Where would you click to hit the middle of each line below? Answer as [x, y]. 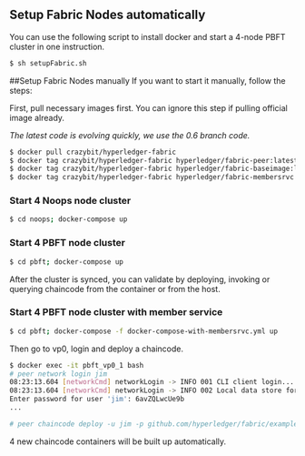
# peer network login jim [58, 374]
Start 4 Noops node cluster [70, 201]
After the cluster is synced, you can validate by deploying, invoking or [140, 279]
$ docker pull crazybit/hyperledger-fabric [93, 152]
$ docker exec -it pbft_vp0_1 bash [77, 365]
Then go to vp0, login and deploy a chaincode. [97, 349]
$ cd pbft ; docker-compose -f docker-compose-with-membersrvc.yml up [144, 331]
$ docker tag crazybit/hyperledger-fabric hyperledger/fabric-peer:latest [154, 160]
